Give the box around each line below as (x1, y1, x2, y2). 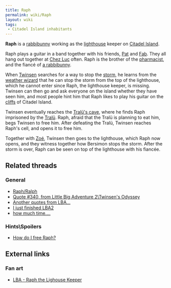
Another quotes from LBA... (12, 199, 71, 205)
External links (5, 249, 50, 258)
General (5, 176, 26, 184)
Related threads (5, 161, 57, 170)
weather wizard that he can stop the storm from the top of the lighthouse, (5, 77, 160, 83)
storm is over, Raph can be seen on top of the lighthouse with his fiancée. (5, 146, 161, 152)
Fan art (5, 265, 24, 272)
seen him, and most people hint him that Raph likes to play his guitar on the (5, 94, 164, 100)
